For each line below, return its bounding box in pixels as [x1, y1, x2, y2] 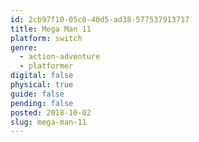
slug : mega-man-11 [10, 117, 87, 127]
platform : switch [10, 33, 83, 43]
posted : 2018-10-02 [10, 107, 92, 118]
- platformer [19, 61, 74, 71]
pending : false [10, 98, 74, 108]
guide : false [10, 89, 65, 99]
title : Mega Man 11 [10, 24, 92, 34]
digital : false [10, 71, 74, 81]
